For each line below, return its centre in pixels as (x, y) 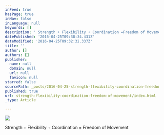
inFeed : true (18, 10)
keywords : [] (18, 28)
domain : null (23, 69)
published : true (21, 91)
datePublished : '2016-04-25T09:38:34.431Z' (50, 37)
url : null (19, 73)
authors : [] (17, 55)
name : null (20, 64)
